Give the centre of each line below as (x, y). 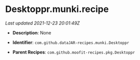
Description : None (32, 32)
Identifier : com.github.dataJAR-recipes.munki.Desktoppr (71, 42)
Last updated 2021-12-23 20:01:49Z (43, 23)
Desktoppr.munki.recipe (57, 9)
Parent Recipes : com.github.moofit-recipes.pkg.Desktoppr (74, 52)
